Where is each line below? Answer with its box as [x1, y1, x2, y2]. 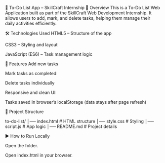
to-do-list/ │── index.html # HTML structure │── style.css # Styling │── [5, 119, 154, 124]
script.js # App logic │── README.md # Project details [5, 123, 117, 129]
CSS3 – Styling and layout [5, 42, 58, 47]
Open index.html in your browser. [5, 152, 73, 158]
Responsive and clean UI [5, 89, 56, 95]
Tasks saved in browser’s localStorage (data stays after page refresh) [5, 99, 147, 105]
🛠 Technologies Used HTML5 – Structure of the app [5, 30, 112, 36]
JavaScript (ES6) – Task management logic [5, 51, 93, 57]
